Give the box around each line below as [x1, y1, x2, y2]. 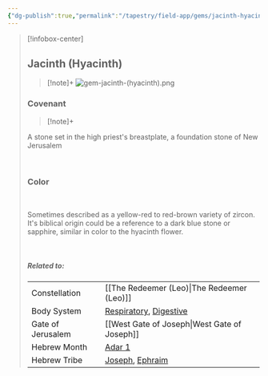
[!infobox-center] [26, 34, 84, 43]
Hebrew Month [30, 342, 88, 353]
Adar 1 [104, 342, 131, 353]
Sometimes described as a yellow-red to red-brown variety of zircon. [26, 210, 255, 220]
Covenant [26, 98, 66, 109]
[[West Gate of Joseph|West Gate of [104, 318, 242, 330]
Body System [30, 305, 82, 317]
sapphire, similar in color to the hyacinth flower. [26, 227, 184, 237]
